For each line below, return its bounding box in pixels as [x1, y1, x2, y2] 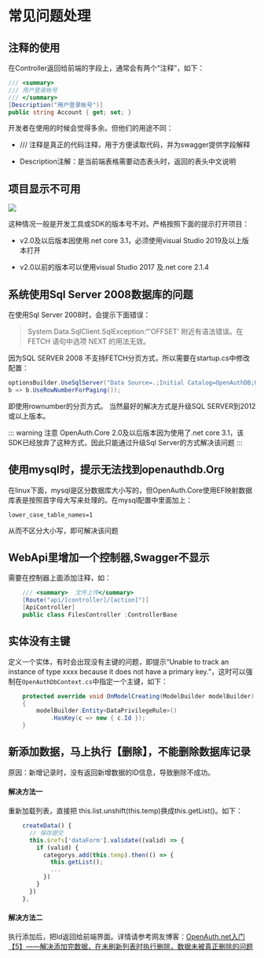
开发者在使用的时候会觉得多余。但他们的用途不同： [8, 123, 174, 133]
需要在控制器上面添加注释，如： [8, 573, 112, 583]
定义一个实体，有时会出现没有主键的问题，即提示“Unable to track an [8, 657, 229, 666]
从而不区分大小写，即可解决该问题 [8, 525, 119, 535]
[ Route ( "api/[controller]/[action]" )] [22, 596, 149, 604]
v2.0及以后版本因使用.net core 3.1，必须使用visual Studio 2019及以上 [19, 236, 243, 245]
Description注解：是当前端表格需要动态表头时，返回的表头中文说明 [19, 157, 236, 166]
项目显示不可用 [8, 182, 81, 195]
